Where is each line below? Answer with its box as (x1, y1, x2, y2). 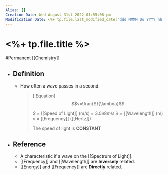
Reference (12, 140, 46, 148)
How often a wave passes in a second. (20, 83, 100, 89)
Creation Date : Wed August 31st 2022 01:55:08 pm (5, 12, 111, 17)
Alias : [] (5, 7, 26, 13)
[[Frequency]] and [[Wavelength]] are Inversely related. (20, 158, 135, 164)
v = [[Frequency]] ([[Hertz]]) (32, 116, 91, 122)
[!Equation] (32, 93, 56, 99)
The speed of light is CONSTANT (32, 125, 101, 131)
